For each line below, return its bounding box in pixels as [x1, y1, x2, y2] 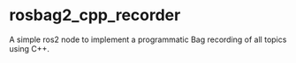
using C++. [9, 43, 50, 53]
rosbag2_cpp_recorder [9, 5, 181, 25]
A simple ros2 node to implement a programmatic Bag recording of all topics [9, 34, 287, 45]
